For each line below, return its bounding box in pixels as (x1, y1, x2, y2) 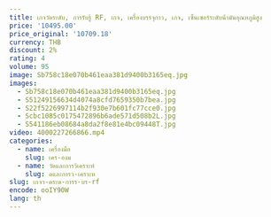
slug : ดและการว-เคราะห (25, 169, 96, 178)
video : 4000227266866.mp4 (9, 128, 105, 137)
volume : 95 (9, 63, 50, 72)
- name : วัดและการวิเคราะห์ (17, 161, 95, 170)
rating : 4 (9, 54, 46, 63)
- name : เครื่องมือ (17, 144, 71, 153)
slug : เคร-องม (25, 152, 72, 162)
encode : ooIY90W (9, 186, 69, 195)
